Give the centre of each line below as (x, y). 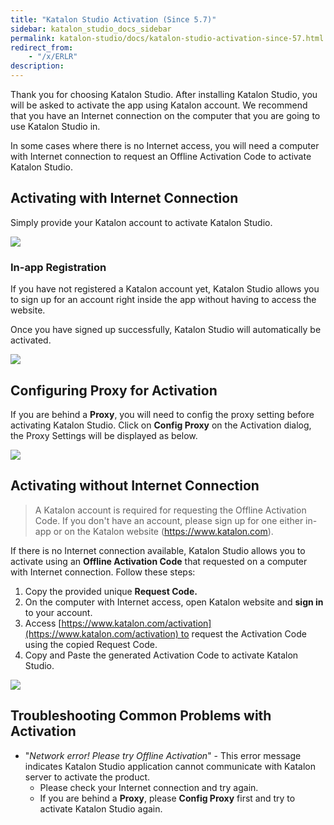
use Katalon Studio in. (55, 126)
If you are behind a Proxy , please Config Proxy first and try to (167, 798)
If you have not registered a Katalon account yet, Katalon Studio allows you (165, 289)
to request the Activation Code (243, 633)
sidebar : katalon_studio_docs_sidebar (91, 29)
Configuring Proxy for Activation (114, 390)
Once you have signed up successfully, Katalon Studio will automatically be (166, 330)
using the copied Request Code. (91, 644)
